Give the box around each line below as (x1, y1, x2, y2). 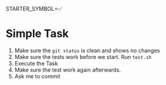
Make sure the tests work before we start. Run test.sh (14, 53, 152, 60)
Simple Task (5, 27, 69, 41)
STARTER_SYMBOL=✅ (5, 5, 63, 12)
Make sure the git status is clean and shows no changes (14, 47, 160, 54)
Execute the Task (14, 59, 59, 67)
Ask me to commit (14, 72, 60, 80)
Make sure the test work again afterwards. (14, 66, 121, 73)
